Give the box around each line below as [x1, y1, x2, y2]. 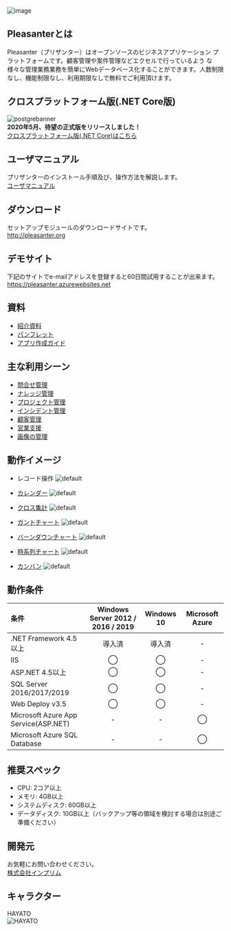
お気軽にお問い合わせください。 [7, 859, 98, 868]
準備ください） [16, 818, 60, 827]
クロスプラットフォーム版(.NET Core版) [7, 96, 176, 108]
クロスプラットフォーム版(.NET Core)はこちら [7, 131, 137, 139]
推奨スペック [7, 764, 61, 776]
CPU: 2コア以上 [16, 783, 62, 792]
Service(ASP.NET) [10, 719, 70, 729]
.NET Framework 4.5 [10, 634, 78, 643]
